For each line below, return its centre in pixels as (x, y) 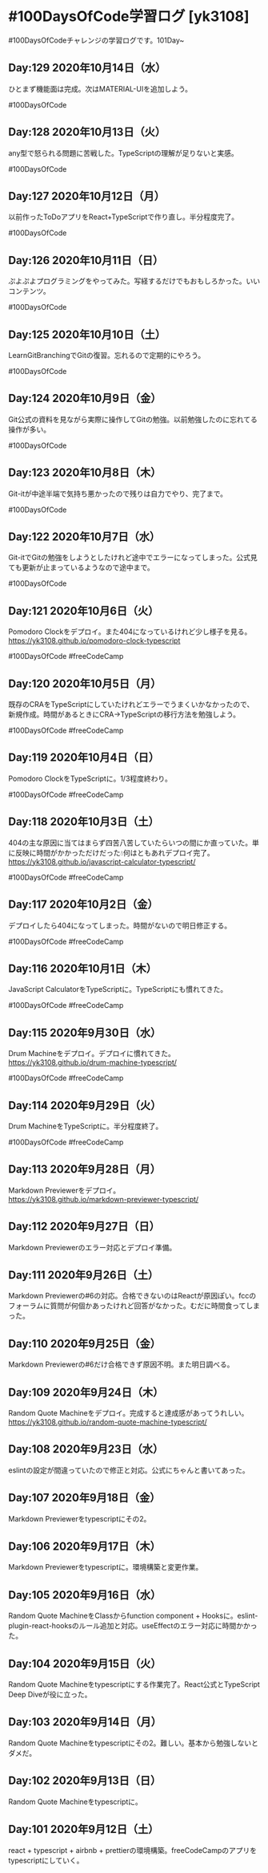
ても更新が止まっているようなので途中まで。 (81, 567)
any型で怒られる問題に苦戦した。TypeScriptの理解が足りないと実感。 (123, 152)
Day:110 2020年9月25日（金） (85, 1344)
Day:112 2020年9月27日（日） (84, 1227)
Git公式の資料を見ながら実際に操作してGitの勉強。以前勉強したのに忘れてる (133, 419)
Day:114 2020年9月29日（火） (85, 1105)
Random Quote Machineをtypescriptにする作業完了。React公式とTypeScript (134, 1684)
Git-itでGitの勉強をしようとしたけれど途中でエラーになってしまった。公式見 (133, 558)
